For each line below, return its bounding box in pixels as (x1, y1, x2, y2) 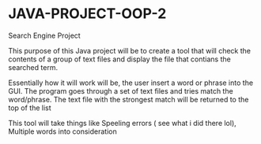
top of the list (8, 103, 51, 113)
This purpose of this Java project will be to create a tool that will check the (8, 46, 252, 55)
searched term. (8, 62, 58, 72)
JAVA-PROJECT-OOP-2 (8, 5, 167, 23)
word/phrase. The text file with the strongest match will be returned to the (8, 94, 249, 104)
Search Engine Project (8, 31, 81, 40)
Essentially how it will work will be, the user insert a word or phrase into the (8, 78, 254, 87)
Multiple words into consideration (8, 127, 117, 136)
